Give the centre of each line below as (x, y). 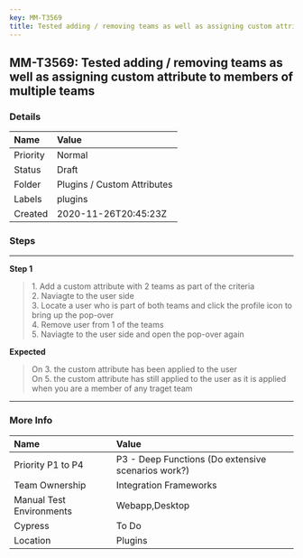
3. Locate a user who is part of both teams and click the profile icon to (162, 306)
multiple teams (52, 91)
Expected (28, 352)
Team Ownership (50, 485)
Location (32, 540)
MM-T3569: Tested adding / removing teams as (146, 63)
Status (28, 170)
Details (25, 116)
